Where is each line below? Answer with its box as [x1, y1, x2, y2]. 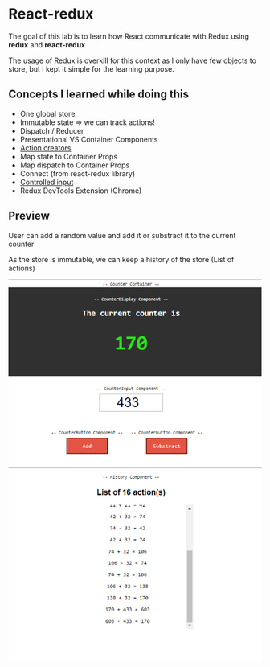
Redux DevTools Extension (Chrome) [19, 186, 142, 196]
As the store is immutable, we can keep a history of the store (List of [8, 254, 235, 264]
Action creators [19, 142, 72, 153]
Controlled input [19, 177, 74, 187]
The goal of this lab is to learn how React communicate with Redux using [8, 31, 249, 41]
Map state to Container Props [19, 151, 118, 161]
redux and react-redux [8, 39, 86, 49]
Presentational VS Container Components [19, 134, 158, 144]
